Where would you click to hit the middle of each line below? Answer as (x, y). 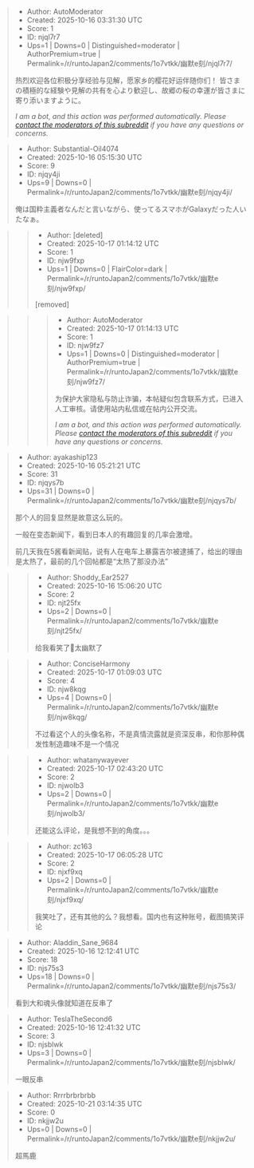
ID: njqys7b (45, 483)
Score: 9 (41, 166)
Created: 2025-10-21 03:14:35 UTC (84, 1104)
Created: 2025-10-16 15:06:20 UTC (104, 586)
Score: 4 (61, 681)
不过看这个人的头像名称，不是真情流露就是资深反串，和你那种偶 (139, 734)
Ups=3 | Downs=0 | (59, 1053)
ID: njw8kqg (66, 689)
